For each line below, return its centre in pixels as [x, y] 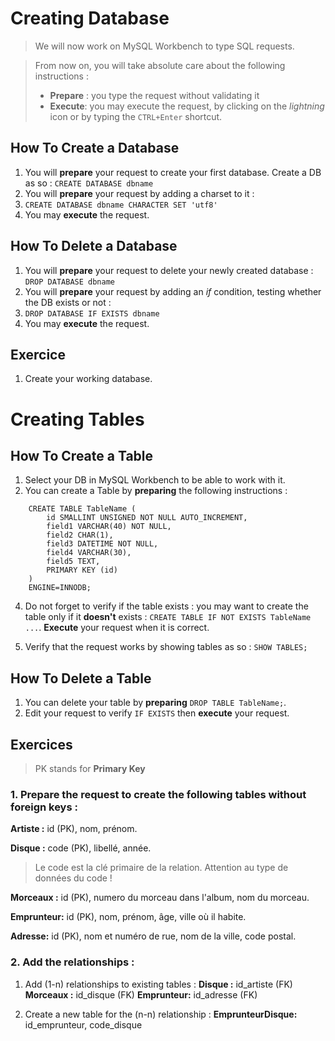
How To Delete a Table [81, 678]
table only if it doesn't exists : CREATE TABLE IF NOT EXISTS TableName [168, 617]
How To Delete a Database [94, 246]
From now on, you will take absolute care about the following [160, 65]
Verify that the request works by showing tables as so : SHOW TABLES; [166, 647]
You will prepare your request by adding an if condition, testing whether [173, 291]
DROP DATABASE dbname [69, 282]
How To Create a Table [82, 455]
